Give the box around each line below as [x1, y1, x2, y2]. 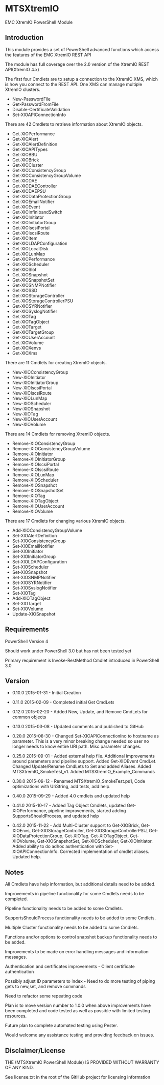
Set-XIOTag [12, 590, 36, 596]
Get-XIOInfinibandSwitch [12, 209, 63, 215]
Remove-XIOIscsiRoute [12, 467, 59, 472]
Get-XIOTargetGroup [12, 329, 54, 335]
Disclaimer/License [5, 1046, 66, 1055]
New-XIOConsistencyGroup [12, 369, 69, 375]
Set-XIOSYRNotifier [12, 580, 52, 586]
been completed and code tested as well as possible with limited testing [5, 1008, 150, 1014]
